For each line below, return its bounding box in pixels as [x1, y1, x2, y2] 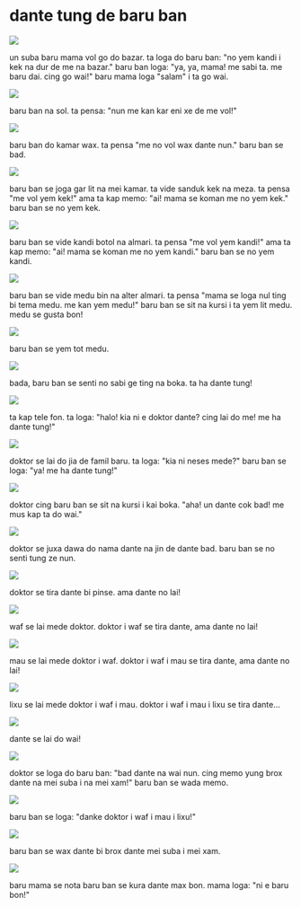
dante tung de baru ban [9, 5, 188, 26]
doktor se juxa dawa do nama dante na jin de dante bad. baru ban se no [9, 542, 276, 553]
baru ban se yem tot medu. [9, 343, 110, 354]
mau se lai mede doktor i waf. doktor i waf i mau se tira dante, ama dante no [9, 655, 290, 665]
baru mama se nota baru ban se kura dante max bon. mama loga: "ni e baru [9, 879, 289, 890]
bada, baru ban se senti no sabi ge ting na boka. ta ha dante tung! [9, 377, 253, 388]
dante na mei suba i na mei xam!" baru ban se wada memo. [9, 777, 229, 788]
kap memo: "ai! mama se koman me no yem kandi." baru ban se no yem [9, 246, 275, 257]
